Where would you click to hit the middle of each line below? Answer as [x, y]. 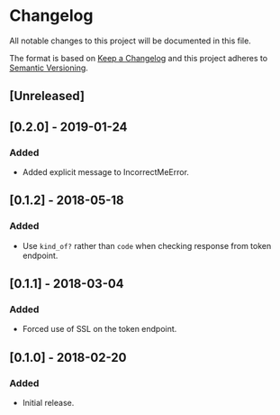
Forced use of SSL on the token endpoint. [99, 329]
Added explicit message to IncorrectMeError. [105, 172]
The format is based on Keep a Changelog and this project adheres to [139, 58]
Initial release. [48, 403]
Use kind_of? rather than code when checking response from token [147, 245]
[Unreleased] [47, 96]
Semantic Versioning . [49, 68]
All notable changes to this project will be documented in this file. [131, 41]
